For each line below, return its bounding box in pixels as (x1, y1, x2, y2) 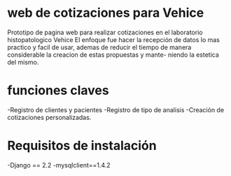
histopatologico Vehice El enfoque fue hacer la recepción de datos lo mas (7, 35, 220, 43)
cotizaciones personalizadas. (7, 113, 92, 121)
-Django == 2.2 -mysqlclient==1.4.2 (7, 161, 111, 169)
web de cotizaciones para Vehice (7, 5, 204, 21)
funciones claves (7, 83, 110, 99)
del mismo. (7, 57, 39, 66)
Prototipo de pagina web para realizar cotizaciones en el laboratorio (7, 28, 203, 36)
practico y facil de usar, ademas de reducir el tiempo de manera (7, 43, 192, 51)
